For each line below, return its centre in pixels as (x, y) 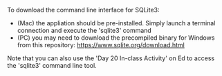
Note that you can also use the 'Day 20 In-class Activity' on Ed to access (111, 58)
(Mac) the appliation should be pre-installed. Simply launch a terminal (116, 23)
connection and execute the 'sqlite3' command (84, 30)
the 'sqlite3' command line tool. (52, 65)
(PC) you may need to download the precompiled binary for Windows (116, 38)
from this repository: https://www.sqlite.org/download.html (101, 45)
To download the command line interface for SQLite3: (84, 10)
